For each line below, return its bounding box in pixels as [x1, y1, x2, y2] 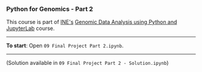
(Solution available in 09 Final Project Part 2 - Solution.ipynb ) [6, 59, 169, 67]
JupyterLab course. [6, 25, 55, 32]
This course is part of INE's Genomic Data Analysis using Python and [6, 19, 177, 26]
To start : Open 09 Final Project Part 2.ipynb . [6, 42, 124, 49]
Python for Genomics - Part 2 [6, 5, 93, 13]
